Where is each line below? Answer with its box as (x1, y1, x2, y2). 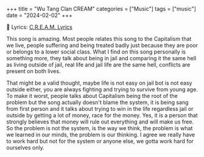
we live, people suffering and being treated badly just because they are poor (6, 42, 198, 49)
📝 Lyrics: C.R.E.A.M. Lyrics (6, 24, 73, 30)
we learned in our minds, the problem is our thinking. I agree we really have (6, 131, 195, 138)
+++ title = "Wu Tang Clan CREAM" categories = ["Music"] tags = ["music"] (6, 5, 197, 12)
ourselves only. (6, 144, 44, 151)
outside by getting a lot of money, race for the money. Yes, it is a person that (6, 112, 198, 119)
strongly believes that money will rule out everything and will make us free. (6, 118, 194, 125)
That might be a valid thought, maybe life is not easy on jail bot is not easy (6, 79, 192, 86)
